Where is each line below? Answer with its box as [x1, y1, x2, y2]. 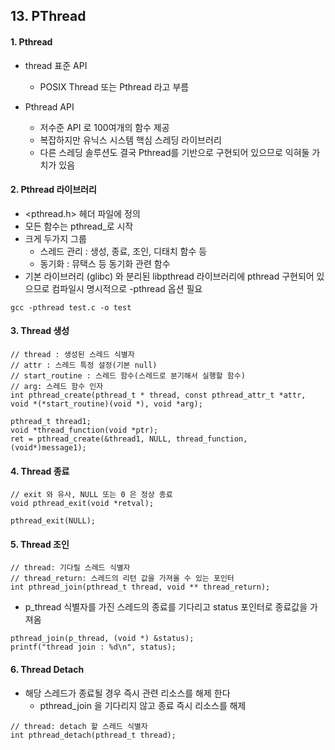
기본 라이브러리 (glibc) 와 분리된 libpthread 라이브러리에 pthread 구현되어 [24, 270, 315, 282]
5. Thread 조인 [10, 538, 70, 550]
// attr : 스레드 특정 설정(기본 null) [10, 360, 158, 370]
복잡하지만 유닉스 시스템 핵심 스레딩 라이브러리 [39, 134, 222, 146]
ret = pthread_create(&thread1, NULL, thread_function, [10, 434, 248, 444]
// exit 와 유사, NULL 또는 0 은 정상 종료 [10, 490, 173, 500]
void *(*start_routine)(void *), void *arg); [10, 399, 203, 409]
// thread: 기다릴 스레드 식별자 [10, 563, 131, 573]
